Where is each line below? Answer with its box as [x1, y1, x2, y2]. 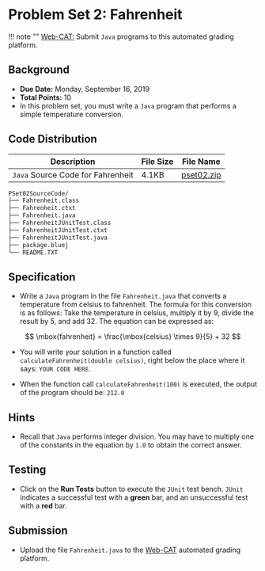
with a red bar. [19, 501, 67, 510]
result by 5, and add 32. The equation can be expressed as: [19, 317, 214, 326]
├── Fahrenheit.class [8, 196, 80, 205]
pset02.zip [180, 169, 221, 180]
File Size [141, 156, 174, 167]
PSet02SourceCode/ [8, 189, 69, 197]
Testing [8, 463, 47, 477]
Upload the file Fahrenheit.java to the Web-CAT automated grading [19, 545, 241, 554]
